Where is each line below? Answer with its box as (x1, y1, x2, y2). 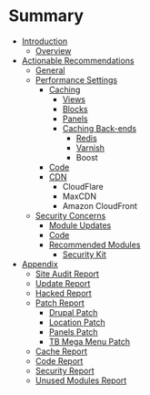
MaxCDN (62, 191, 97, 202)
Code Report (35, 355, 84, 366)
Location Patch (48, 317, 105, 327)
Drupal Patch (48, 307, 98, 317)
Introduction (21, 36, 68, 47)
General (35, 65, 65, 76)
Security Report (35, 365, 95, 376)
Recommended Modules (48, 239, 141, 250)
